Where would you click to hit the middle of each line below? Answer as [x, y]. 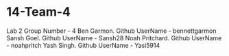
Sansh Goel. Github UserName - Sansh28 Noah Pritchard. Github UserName [114, 38]
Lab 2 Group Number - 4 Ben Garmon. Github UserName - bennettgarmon [111, 31]
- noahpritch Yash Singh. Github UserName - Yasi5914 [83, 45]
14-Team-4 [39, 12]
